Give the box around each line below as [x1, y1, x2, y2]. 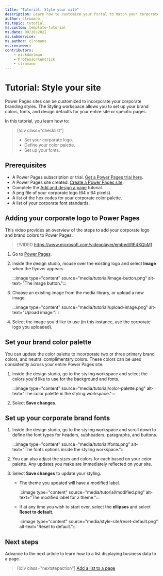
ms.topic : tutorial [5, 20, 45, 26]
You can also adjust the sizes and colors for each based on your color [12, 456, 152, 462]
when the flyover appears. [12, 265, 65, 271]
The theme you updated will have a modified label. [19, 480, 120, 486]
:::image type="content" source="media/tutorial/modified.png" [19, 489, 145, 495]
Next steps [5, 538, 39, 546]
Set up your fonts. [24, 147, 60, 153]
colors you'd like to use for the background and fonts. [12, 376, 120, 382]
